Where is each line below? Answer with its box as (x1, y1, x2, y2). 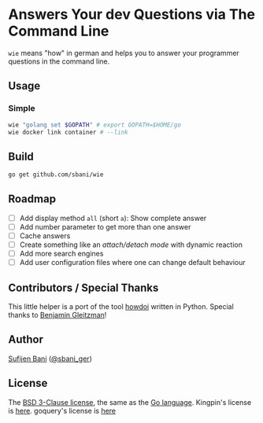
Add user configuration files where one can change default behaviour (19, 258, 246, 267)
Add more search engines (19, 249, 104, 259)
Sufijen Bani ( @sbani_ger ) (8, 354, 92, 363)
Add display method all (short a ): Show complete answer (19, 213, 207, 223)
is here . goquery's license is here (8, 406, 117, 415)
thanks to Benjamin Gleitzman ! (8, 311, 107, 320)
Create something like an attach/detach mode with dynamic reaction (19, 240, 243, 249)
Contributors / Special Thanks (8, 281, 159, 294)
